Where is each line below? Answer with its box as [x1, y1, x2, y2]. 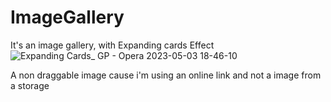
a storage [10, 79, 50, 91]
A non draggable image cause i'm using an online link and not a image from [10, 69, 322, 81]
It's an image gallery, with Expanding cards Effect [10, 39, 215, 51]
